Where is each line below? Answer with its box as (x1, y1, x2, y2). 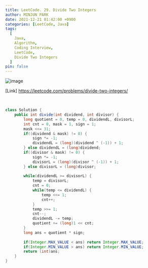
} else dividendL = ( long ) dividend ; (23, 145, 101, 150)
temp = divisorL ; (32, 178, 69, 183)
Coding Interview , (14, 45, 53, 50)
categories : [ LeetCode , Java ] (5, 21, 69, 27)
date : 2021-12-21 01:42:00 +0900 (5, 17, 76, 22)
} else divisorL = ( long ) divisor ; (23, 164, 96, 169)
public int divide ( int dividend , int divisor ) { (14, 112, 119, 117)
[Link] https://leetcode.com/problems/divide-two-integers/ (5, 88, 128, 94)
